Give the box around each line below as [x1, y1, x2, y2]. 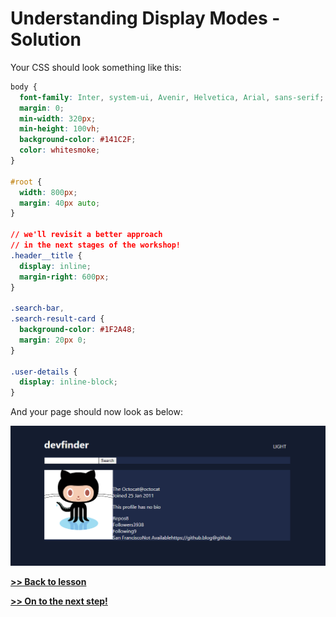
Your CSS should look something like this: [10, 61, 182, 73]
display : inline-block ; [19, 377, 118, 387]
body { [10, 82, 38, 92]
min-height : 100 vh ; [19, 124, 101, 134]
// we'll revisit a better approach [10, 230, 163, 240]
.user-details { [10, 367, 78, 377]
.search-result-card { [10, 314, 105, 324]
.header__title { [10, 250, 83, 261]
